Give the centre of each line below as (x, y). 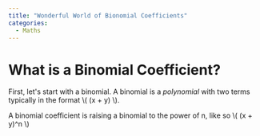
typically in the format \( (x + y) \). (64, 100)
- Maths (28, 30)
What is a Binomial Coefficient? (115, 70)
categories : (28, 23)
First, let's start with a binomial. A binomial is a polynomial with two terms (129, 91)
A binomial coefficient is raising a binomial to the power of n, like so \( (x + (131, 115)
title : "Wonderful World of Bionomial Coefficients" (98, 16)
